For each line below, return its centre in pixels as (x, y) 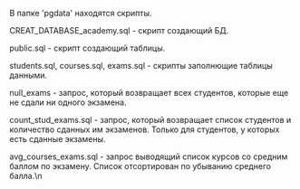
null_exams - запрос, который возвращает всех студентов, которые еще (149, 93)
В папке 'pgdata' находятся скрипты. (81, 13)
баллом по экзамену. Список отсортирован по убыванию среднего (140, 166)
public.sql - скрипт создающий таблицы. (87, 48)
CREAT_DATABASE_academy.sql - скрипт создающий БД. (119, 30)
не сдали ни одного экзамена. (68, 102)
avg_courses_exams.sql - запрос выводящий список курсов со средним (149, 156)
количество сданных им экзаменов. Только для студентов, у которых (145, 129)
